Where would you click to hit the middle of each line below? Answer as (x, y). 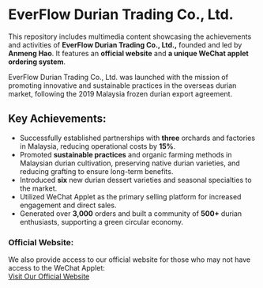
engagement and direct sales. (68, 205)
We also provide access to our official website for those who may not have (130, 260)
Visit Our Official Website (49, 277)
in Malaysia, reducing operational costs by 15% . (98, 146)
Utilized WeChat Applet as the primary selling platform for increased (130, 196)
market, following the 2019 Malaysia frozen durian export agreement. (120, 93)
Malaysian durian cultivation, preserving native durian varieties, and (130, 163)
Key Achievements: (57, 119)
